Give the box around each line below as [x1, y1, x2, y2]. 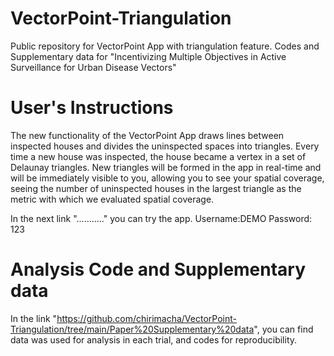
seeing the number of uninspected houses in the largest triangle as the [10, 182, 302, 194]
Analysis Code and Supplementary [10, 258, 307, 281]
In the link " [10, 312, 58, 324]
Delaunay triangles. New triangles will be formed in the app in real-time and [10, 161, 322, 173]
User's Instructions [10, 97, 174, 119]
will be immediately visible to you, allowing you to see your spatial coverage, [10, 172, 325, 184]
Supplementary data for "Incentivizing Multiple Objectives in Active [10, 50, 287, 62]
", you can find [253, 323, 314, 335]
